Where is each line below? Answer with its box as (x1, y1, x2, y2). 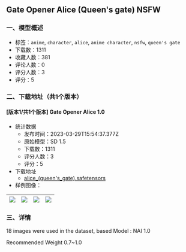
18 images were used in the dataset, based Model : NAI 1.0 (6, 227, 151, 235)
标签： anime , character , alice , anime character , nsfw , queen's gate (14, 38, 181, 45)
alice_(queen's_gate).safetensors (23, 174, 106, 181)
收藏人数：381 (14, 53, 50, 60)
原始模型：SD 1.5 (23, 138, 66, 145)
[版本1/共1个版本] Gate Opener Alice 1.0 (6, 108, 105, 116)
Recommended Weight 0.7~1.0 (6, 239, 82, 246)
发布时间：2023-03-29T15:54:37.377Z (23, 130, 119, 137)
